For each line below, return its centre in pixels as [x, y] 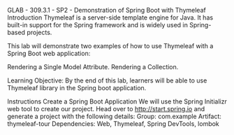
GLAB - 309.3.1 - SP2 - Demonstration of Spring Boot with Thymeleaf [107, 10]
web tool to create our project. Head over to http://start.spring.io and [106, 109]
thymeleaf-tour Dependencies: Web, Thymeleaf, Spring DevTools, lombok [114, 124]
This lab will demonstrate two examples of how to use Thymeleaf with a [110, 46]
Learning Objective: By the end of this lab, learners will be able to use [107, 80]
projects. [39, 32]
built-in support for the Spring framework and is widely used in [98, 25]
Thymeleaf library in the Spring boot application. [77, 88]
